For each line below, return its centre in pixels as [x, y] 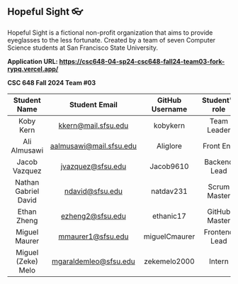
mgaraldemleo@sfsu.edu [94, 261]
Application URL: [33, 61]
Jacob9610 [169, 166]
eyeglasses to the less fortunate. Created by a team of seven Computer [112, 40]
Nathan [27, 182]
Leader [219, 130]
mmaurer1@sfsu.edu [93, 236]
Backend [219, 162]
